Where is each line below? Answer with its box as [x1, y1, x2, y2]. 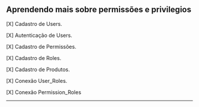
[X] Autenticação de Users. [6, 32, 73, 39]
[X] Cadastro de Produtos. [6, 66, 70, 73]
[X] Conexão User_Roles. [6, 77, 68, 84]
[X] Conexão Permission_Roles [6, 88, 82, 96]
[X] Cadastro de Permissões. [6, 43, 77, 50]
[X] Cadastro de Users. [6, 20, 62, 27]
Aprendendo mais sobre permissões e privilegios [6, 5, 191, 15]
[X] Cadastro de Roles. [6, 54, 62, 61]
